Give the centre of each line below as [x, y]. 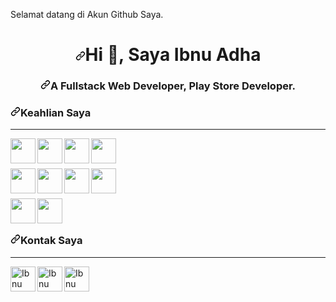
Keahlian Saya [56, 113]
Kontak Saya [51, 241]
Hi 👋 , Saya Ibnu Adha [173, 55]
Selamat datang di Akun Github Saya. [87, 14]
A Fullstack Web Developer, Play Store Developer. [173, 86]
